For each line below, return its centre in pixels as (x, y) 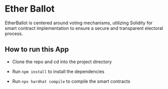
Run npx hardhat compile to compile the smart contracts (71, 81)
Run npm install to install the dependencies (58, 71)
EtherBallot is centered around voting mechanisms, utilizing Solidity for (79, 23)
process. (14, 33)
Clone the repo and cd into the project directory (62, 62)
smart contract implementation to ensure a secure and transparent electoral (84, 28)
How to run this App (37, 49)
